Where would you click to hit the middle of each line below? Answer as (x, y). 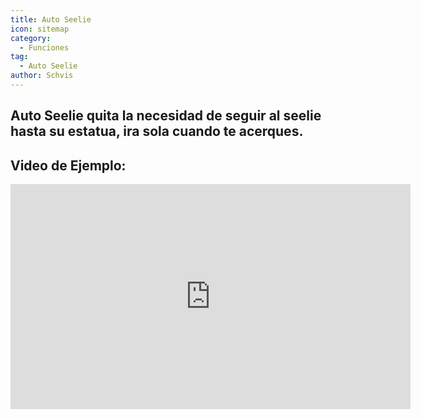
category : (31, 38)
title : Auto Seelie (51, 19)
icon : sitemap (40, 29)
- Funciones (44, 47)
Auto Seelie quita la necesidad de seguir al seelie (166, 116)
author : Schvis (42, 76)
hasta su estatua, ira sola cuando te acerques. (157, 131)
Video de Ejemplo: (68, 165)
